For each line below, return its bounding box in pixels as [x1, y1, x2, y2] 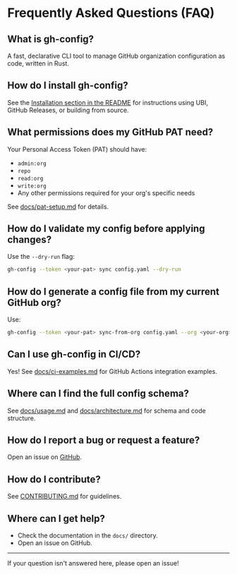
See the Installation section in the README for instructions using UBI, [7, 98, 208, 106]
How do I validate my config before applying [7, 223, 205, 235]
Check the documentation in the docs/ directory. [17, 531, 159, 540]
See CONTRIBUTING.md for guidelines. [7, 492, 122, 501]
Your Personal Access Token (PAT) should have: [7, 145, 147, 153]
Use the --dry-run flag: [7, 252, 75, 261]
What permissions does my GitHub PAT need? [7, 126, 214, 138]
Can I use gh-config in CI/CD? [7, 348, 141, 360]
